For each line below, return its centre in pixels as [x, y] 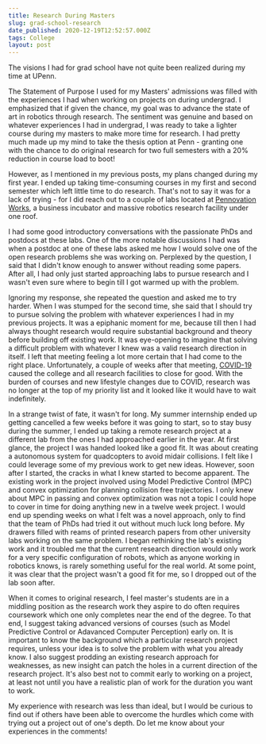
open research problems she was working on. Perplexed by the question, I [130, 257]
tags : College [32, 38]
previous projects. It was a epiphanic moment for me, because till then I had [132, 323]
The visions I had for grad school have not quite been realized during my [127, 67]
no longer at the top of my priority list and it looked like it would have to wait [132, 390]
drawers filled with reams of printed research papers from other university [130, 532]
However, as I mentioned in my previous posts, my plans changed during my [133, 174]
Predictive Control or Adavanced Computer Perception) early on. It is [121, 632]
